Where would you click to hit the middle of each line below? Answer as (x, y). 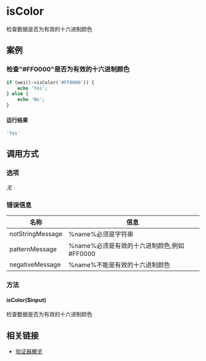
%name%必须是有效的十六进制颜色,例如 (126, 246)
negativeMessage (35, 265)
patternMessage (33, 249)
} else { (17, 94)
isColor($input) (26, 300)
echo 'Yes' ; (32, 88)
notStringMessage (36, 234)
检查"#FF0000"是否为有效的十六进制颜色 (68, 69)
